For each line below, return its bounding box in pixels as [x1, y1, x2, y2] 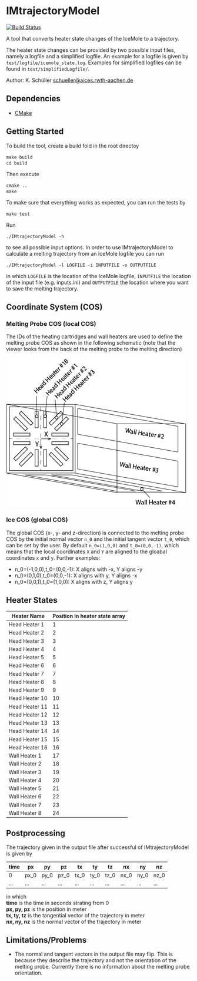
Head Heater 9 [8, 686, 45, 693]
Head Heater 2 [8, 629, 45, 636]
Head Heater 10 [8, 695, 48, 702]
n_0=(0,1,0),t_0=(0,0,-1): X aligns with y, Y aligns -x [14, 572, 138, 579]
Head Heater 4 [8, 645, 45, 652]
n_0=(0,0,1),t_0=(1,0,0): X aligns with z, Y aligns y [14, 578, 133, 585]
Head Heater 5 [8, 654, 45, 661]
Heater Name [11, 612, 45, 619]
